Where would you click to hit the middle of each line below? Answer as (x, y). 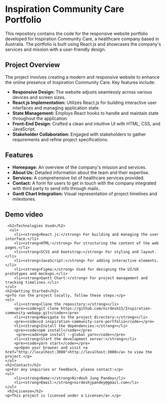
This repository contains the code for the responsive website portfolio (77, 33)
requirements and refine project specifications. (60, 139)
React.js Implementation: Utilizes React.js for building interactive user (84, 102)
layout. (149, 252)
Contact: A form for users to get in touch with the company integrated (84, 183)
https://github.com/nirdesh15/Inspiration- (106, 309)
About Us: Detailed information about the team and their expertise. (81, 172)
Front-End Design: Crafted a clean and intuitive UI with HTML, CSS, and (86, 123)
